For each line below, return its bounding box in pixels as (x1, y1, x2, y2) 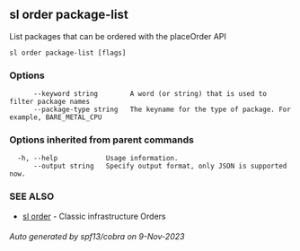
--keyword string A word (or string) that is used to (32, 90, 268, 99)
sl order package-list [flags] (9, 48, 127, 57)
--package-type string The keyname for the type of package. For (32, 105, 292, 115)
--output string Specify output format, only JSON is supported (32, 161, 287, 171)
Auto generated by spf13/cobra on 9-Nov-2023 (9, 231, 185, 242)
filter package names (9, 98, 91, 107)
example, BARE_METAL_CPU (9, 113, 102, 122)
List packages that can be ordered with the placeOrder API (9, 30, 227, 41)
